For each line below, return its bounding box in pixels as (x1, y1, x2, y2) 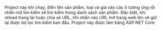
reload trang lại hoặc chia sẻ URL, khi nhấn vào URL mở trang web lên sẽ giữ (4, 15, 157, 20)
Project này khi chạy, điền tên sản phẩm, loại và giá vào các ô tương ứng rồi (4, 5, 155, 10)
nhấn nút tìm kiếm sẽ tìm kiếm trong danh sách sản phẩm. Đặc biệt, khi (4, 10, 146, 15)
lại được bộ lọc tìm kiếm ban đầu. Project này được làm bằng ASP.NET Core (4, 20, 155, 25)
